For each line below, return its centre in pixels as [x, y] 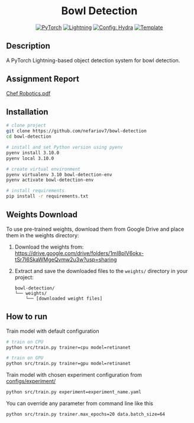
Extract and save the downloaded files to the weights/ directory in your [101, 271]
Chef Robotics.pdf [28, 93]
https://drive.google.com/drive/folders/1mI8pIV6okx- [79, 253]
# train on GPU [25, 358]
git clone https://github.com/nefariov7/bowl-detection [76, 131]
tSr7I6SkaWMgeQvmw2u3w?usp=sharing [66, 259]
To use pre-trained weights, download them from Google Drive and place [95, 229]
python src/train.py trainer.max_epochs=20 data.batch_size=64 [86, 414]
